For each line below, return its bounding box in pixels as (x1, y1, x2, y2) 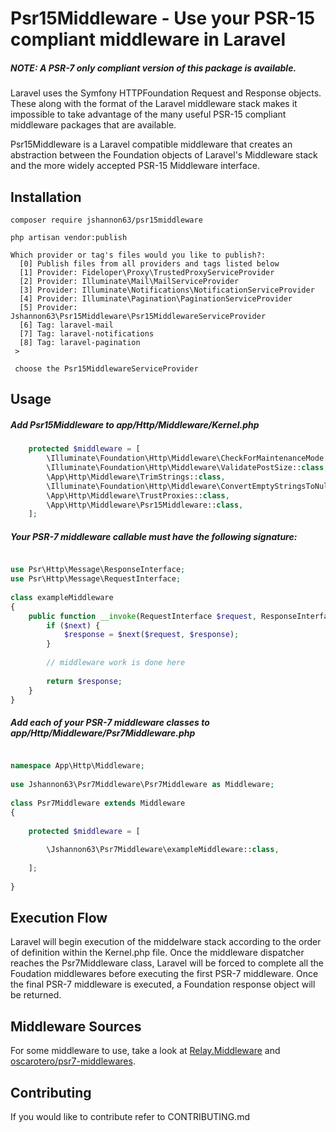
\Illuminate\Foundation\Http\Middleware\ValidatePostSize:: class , (46, 463, 329, 473)
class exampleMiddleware (10, 592, 114, 602)
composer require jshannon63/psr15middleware (10, 215, 203, 225)
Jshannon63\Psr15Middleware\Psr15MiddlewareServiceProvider (10, 311, 267, 321)
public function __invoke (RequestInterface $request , (28, 611, 257, 621)
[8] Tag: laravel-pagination (19, 337, 141, 347)
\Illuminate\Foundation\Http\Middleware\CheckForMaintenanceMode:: (46, 453, 333, 464)
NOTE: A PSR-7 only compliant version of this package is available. (10, 62, 297, 74)
